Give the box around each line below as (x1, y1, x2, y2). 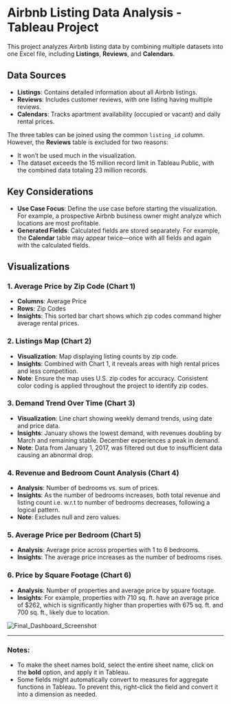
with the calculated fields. (16, 241, 91, 249)
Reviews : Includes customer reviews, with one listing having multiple (16, 95, 213, 103)
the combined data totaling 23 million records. (16, 165, 148, 174)
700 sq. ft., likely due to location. (16, 608, 110, 616)
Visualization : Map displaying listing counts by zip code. (16, 352, 179, 360)
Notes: (7, 645, 30, 654)
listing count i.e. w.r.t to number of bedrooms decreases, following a (16, 499, 210, 507)
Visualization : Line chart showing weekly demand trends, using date (16, 414, 212, 422)
